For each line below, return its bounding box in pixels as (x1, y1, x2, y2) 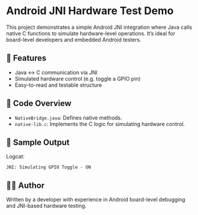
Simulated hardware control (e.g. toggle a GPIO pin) (14, 75, 141, 82)
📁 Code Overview (6, 98, 72, 108)
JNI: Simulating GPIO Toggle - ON (6, 164, 92, 170)
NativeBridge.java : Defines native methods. (14, 114, 122, 121)
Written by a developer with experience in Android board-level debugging (6, 196, 186, 203)
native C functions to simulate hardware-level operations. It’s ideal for (6, 29, 176, 37)
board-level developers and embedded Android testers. (6, 36, 142, 43)
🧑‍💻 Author (6, 180, 45, 190)
